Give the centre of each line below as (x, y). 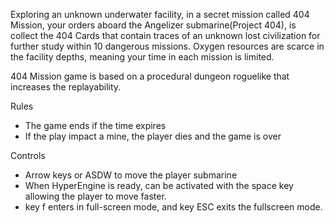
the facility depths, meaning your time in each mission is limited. (142, 57)
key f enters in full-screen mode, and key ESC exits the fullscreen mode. (173, 207)
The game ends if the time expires (95, 125)
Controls (28, 155)
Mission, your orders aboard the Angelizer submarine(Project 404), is (153, 25)
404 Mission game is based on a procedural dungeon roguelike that (150, 76)
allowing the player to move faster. (95, 196)
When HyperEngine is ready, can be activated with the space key (159, 185)
